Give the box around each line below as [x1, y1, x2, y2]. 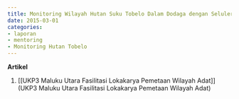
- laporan [7, 30, 37, 37]
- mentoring [7, 37, 43, 44]
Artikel [7, 63, 28, 71]
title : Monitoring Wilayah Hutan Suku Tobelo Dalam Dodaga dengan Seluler [7, 10, 234, 18]
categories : [7, 23, 43, 30]
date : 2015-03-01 [7, 17, 59, 24]
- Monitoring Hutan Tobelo [7, 43, 87, 50]
